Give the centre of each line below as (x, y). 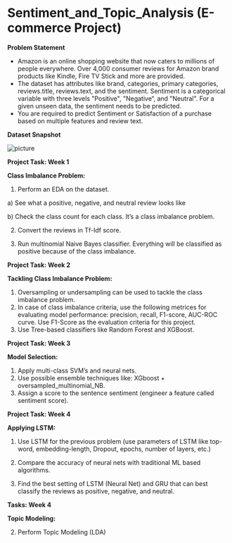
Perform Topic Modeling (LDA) (62, 532)
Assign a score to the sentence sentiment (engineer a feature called (116, 393)
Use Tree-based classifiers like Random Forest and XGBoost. (106, 330)
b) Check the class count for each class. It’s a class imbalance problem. (111, 216)
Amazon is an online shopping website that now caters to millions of (116, 61)
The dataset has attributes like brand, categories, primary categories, (118, 83)
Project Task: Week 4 (39, 414)
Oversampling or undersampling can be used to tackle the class (110, 292)
